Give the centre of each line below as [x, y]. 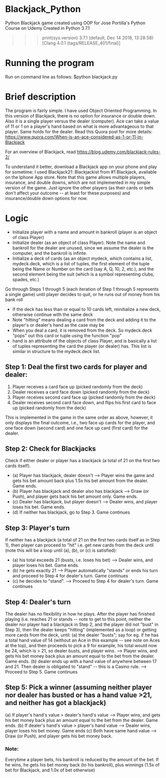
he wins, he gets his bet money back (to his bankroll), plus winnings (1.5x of [83, 765]
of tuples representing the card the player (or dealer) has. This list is [82, 346]
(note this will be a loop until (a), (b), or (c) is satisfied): [61, 550]
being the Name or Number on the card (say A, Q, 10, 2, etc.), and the [83, 269]
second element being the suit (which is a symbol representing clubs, [83, 274]
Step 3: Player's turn [38, 528]
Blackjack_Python [43, 9]
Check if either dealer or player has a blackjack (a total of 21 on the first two [83, 461]
